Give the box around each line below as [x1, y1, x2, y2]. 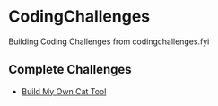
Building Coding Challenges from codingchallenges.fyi [8, 36, 210, 47]
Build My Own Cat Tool [21, 85, 107, 96]
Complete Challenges [8, 62, 132, 77]
